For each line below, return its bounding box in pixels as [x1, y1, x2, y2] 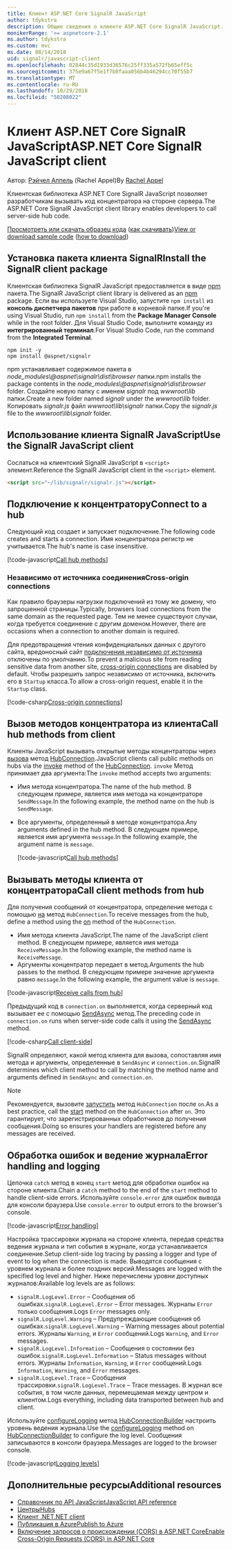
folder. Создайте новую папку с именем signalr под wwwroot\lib [7, 387, 195, 395]
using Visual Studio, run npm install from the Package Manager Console [7, 311, 217, 319]
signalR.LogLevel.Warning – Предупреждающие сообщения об [17, 1314, 201, 1323]
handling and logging [7, 1160, 100, 1172]
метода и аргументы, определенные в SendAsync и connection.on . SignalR [7, 1058, 221, 1067]
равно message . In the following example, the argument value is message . [17, 975, 220, 984]
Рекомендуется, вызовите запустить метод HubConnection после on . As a [7, 1100, 219, 1109]
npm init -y [7, 346, 41, 353]
